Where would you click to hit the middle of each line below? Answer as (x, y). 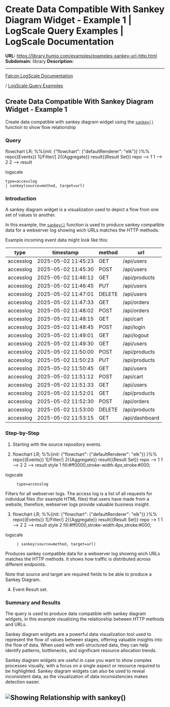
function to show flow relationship (41, 127)
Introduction (21, 198)
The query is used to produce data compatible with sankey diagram (76, 614)
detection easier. (23, 682)
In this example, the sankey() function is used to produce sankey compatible (85, 225)
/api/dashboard (141, 418)
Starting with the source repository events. (57, 444)
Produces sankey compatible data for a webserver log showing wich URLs (83, 553)
